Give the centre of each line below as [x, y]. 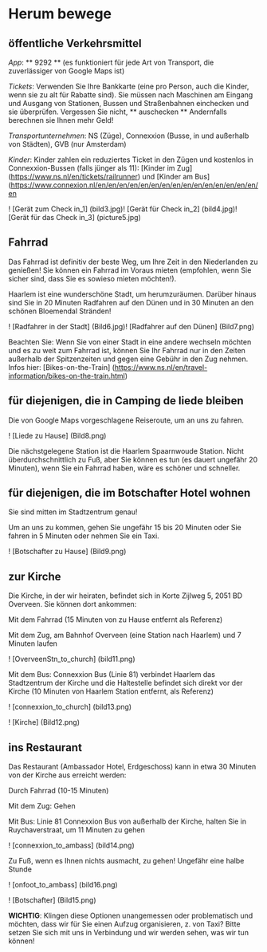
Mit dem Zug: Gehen [42, 806]
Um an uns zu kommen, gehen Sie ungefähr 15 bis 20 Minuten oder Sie [125, 528]
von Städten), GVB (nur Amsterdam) [67, 144]
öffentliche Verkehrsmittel [75, 43]
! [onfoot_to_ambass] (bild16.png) [63, 885]
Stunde [20, 869]
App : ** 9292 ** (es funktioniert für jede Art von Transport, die [111, 62]
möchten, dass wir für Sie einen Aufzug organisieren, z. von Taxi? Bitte [124, 924]
